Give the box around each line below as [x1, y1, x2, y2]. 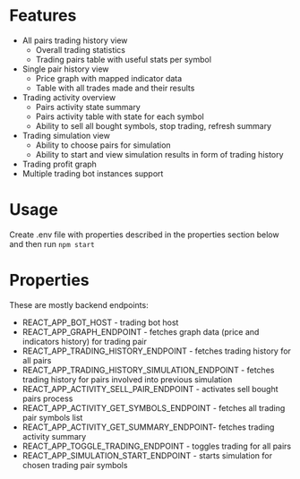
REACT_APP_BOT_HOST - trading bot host [21, 317, 179, 328]
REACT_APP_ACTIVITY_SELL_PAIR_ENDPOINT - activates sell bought [21, 383, 279, 394]
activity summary [21, 431, 87, 441]
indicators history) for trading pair [21, 336, 148, 346]
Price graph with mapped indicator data [35, 73, 183, 83]
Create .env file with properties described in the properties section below [9, 229, 279, 240]
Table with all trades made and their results [35, 82, 195, 93]
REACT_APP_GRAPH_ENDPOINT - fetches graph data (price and [21, 326, 260, 337]
